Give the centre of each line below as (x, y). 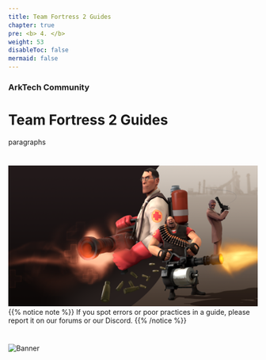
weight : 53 (26, 42)
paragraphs (27, 142)
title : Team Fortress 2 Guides (60, 17)
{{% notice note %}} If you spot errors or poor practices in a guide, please (129, 312)
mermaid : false (33, 59)
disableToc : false (38, 50)
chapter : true (32, 25)
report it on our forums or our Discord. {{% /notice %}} (98, 320)
